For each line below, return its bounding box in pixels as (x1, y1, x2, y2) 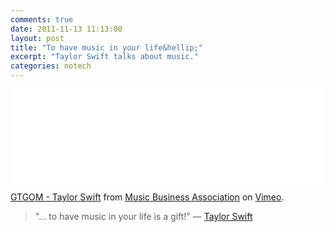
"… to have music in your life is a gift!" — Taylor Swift (34, 211, 253, 222)
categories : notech (10, 61, 92, 71)
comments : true (10, 14, 74, 25)
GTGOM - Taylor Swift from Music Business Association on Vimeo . (10, 191, 285, 203)
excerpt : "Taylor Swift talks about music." (10, 52, 199, 62)
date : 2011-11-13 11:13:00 (10, 24, 123, 34)
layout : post (10, 33, 65, 43)
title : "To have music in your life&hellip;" (10, 42, 203, 53)
